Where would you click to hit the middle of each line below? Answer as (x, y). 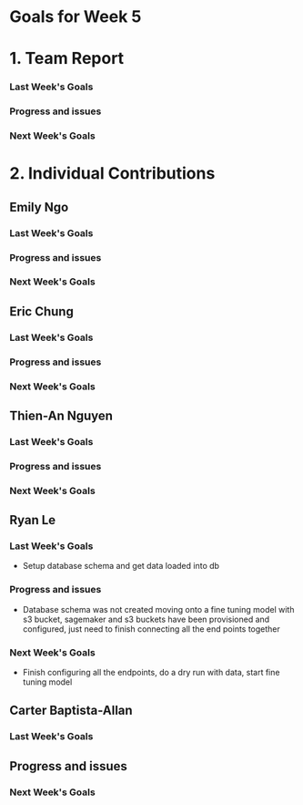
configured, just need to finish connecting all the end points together (151, 629)
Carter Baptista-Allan (71, 711)
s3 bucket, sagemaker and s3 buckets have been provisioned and (146, 619)
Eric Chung (42, 311)
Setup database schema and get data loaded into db (121, 566)
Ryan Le (33, 520)
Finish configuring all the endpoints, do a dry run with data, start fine (151, 673)
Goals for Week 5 (76, 17)
